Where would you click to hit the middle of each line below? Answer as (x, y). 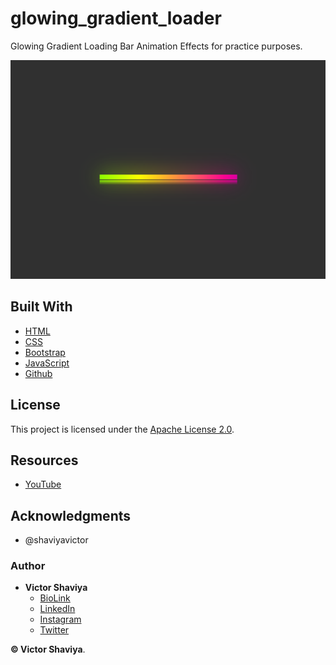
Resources (44, 460)
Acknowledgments (71, 515)
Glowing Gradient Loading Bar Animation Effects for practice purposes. (156, 46)
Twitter (54, 630)
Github (38, 373)
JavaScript (47, 363)
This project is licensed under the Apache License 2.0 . (122, 429)
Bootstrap (45, 352)
